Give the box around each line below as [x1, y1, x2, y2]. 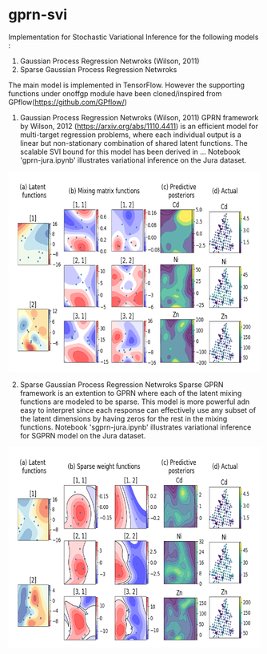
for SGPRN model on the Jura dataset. [19, 430, 146, 440]
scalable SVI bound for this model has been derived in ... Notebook [19, 147, 241, 156]
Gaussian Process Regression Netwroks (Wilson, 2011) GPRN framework [19, 112, 259, 122]
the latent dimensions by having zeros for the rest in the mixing [19, 414, 228, 423]
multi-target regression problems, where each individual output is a [19, 130, 242, 139]
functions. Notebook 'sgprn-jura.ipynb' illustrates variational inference [19, 422, 252, 432]
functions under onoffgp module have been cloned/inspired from [8, 88, 222, 98]
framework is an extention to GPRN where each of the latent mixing [19, 388, 242, 398]
